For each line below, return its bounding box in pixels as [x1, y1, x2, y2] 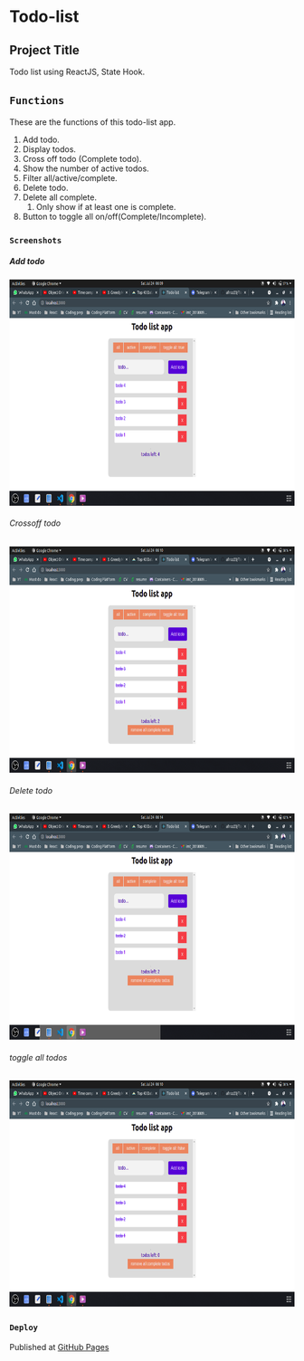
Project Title [9, 43, 80, 58]
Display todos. [22, 143, 77, 155]
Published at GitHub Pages [9, 1341, 109, 1352]
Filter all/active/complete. [22, 172, 118, 183]
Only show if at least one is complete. [35, 201, 176, 212]
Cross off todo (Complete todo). [22, 153, 142, 164]
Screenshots [9, 235, 62, 245]
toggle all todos [9, 1052, 68, 1062]
